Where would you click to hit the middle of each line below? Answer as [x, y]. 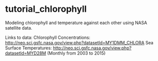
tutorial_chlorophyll [46, 9]
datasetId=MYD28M [26, 53]
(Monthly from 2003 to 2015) [76, 53]
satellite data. [19, 28]
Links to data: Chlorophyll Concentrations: [48, 37]
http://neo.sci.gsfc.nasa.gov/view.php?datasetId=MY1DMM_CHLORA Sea [79, 42]
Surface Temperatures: [29, 48]
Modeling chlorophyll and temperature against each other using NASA [76, 23]
